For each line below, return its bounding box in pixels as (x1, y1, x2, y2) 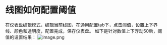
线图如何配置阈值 (5, 4, 77, 16)
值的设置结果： (5, 34, 36, 40)
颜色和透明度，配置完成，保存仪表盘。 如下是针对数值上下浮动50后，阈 (14, 28, 162, 34)
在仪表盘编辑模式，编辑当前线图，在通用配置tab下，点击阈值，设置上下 (5, 22, 154, 28)
